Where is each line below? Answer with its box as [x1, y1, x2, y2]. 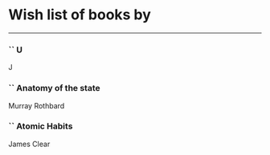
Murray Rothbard [8, 100, 65, 110]
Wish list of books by [8, 6, 151, 24]
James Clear [8, 139, 51, 149]
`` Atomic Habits [8, 120, 73, 132]
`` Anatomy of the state [8, 83, 100, 94]
